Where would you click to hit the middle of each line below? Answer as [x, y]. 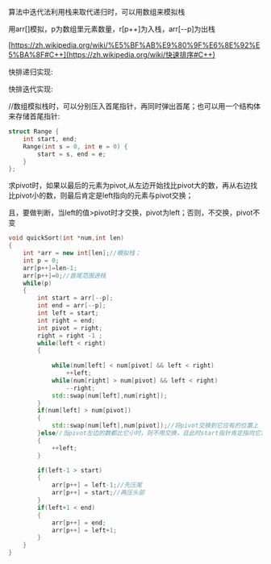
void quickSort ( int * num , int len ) [67, 238]
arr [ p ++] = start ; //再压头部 [98, 493]
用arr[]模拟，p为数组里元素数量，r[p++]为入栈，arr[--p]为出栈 [112, 29]
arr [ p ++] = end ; [79, 523]
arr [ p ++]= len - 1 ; [50, 268]
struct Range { [34, 132]
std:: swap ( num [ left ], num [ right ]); [109, 395]
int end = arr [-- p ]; [72, 306]
